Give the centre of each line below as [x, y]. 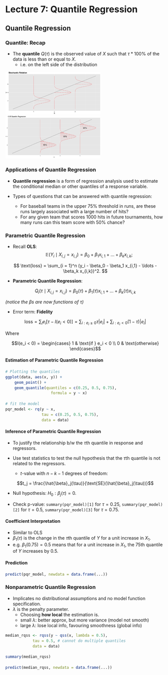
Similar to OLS [27, 532]
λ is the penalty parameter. [41, 609]
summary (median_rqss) [28, 657]
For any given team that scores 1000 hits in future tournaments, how [92, 217]
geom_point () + [30, 382]
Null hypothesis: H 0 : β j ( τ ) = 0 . [44, 494]
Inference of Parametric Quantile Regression [53, 432]
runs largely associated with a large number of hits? [74, 211]
